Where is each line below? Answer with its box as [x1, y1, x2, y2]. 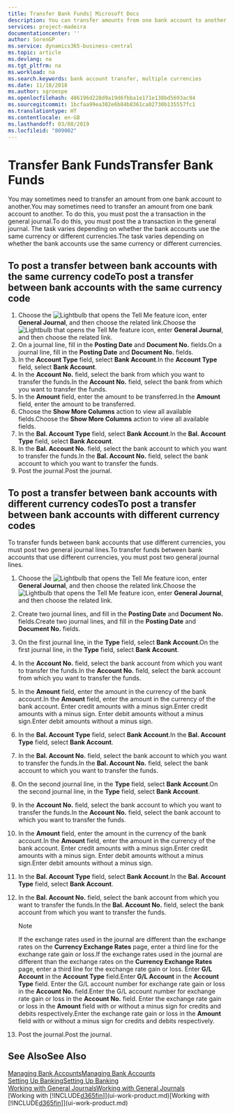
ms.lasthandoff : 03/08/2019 [8, 120, 90, 128]
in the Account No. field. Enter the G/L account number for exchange [17, 987, 215, 995]
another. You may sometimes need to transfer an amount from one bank [8, 202, 213, 211]
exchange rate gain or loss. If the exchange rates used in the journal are [17, 950, 223, 958]
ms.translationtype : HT [8, 107, 77, 114]
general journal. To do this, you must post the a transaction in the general [8, 217, 217, 225]
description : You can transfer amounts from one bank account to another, [8, 17, 230, 24]
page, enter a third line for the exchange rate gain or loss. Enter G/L [17, 965, 212, 973]
